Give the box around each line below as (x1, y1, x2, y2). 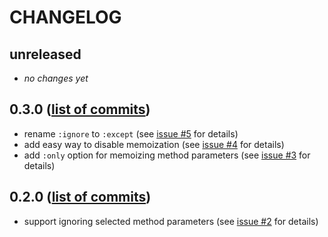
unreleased (9, 46, 82, 63)
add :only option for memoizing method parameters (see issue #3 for (23, 149, 311, 161)
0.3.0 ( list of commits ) (9, 101, 151, 118)
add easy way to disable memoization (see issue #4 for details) (23, 138, 285, 150)
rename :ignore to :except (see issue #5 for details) (23, 127, 239, 140)
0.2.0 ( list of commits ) (9, 189, 152, 206)
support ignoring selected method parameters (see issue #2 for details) (23, 215, 319, 227)
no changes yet (23, 72, 89, 84)
